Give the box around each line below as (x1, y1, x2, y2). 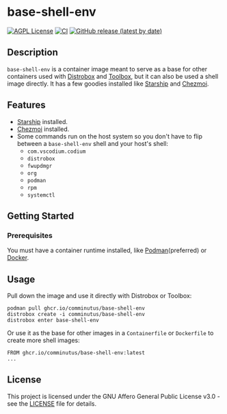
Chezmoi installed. (16, 125, 70, 133)
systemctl (27, 191, 56, 199)
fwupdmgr (27, 162, 53, 169)
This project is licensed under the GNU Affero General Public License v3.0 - (7, 392, 220, 400)
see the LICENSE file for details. (7, 399, 97, 408)
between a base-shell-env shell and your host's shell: (16, 139, 169, 147)
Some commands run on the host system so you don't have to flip (16, 132, 203, 141)
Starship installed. (16, 117, 68, 125)
